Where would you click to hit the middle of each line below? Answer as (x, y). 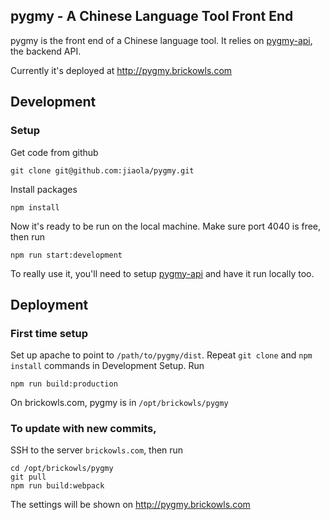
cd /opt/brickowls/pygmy (62, 469)
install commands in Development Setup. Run (107, 366)
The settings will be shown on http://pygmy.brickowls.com (130, 505)
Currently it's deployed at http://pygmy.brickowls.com (121, 70)
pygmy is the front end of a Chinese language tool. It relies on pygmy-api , (161, 40)
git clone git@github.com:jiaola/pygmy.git (102, 170)
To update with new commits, (83, 429)
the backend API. (46, 51)
